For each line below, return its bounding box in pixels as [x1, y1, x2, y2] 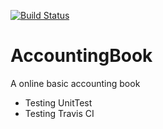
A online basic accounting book [10, 77, 141, 89]
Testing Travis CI [24, 107, 95, 119]
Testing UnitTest [24, 96, 93, 109]
